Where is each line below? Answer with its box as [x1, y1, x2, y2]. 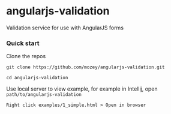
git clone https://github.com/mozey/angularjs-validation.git [6, 64, 165, 70]
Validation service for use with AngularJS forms [6, 24, 124, 31]
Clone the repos [6, 53, 46, 60]
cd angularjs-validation [6, 75, 68, 81]
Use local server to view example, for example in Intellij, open [6, 85, 158, 92]
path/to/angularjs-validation [6, 92, 82, 98]
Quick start [6, 39, 40, 47]
